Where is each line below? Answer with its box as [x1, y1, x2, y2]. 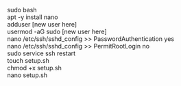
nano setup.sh [7, 71, 48, 79]
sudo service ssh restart [7, 49, 76, 57]
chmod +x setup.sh [7, 64, 62, 72]
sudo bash [7, 6, 37, 14]
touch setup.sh [7, 57, 50, 64]
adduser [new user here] [7, 20, 77, 28]
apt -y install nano [7, 13, 58, 21]
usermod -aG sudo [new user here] [7, 27, 108, 35]
